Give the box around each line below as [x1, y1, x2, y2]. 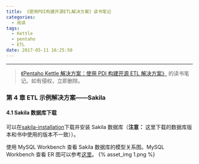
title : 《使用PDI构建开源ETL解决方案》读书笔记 [6, 8, 111, 15]
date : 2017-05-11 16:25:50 [6, 47, 73, 53]
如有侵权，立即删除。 [31, 77, 84, 84]
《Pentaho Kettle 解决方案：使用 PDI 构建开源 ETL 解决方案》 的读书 [20, 69, 185, 77]
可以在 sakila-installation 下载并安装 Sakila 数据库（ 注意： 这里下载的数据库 [6, 123, 187, 130]
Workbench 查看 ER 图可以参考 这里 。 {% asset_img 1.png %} [6, 150, 155, 157]
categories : [6, 14, 36, 20]
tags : [6, 25, 20, 31]
